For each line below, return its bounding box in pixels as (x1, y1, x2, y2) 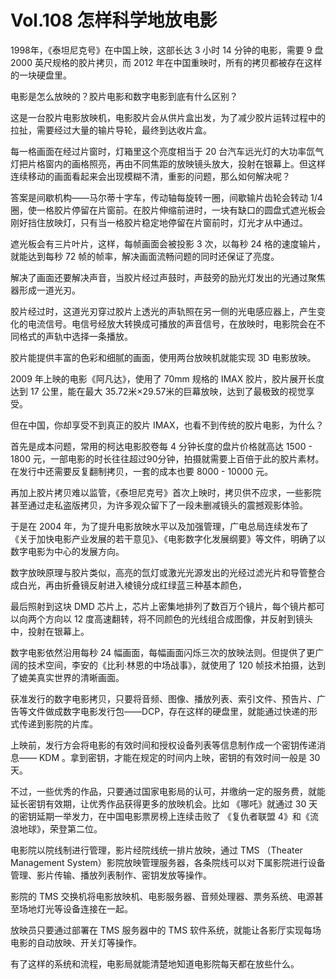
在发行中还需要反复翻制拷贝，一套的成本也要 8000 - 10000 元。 (10, 465, 274, 477)
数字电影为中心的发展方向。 (10, 545, 125, 557)
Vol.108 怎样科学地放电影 (10, 9, 218, 32)
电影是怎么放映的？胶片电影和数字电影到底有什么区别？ (10, 90, 238, 102)
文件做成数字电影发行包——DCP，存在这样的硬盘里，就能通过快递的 (27, 705, 310, 717)
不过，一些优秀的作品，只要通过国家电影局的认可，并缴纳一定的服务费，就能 (10, 785, 326, 797)
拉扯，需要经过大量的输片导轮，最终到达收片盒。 (10, 124, 212, 136)
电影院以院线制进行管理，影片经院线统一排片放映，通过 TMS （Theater (10, 844, 303, 856)
